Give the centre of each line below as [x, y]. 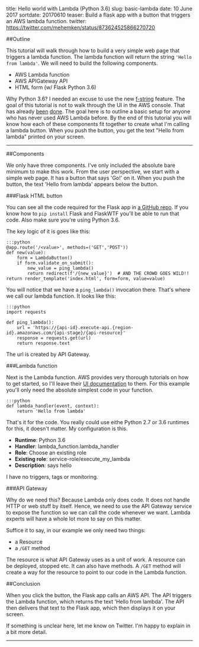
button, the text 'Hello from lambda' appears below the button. [82, 184]
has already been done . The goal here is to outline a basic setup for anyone [98, 111]
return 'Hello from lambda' [51, 411]
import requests [26, 312]
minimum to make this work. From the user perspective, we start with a [93, 171]
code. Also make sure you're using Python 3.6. [63, 220]
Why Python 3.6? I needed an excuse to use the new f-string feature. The [96, 99]
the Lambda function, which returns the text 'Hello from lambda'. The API [95, 602]
